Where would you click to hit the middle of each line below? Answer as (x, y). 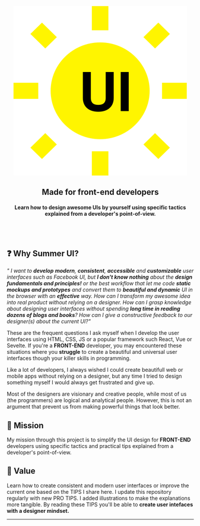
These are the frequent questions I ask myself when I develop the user (93, 333)
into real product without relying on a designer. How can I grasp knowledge (99, 303)
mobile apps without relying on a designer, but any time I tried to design (94, 376)
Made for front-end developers (100, 192)
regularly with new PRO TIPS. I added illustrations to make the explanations (99, 498)
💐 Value (21, 471)
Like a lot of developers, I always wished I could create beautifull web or (95, 370)
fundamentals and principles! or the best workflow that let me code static (99, 284)
